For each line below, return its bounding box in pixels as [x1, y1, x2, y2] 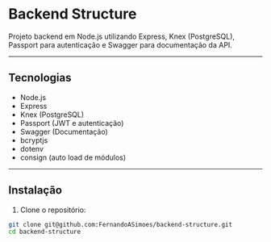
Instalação [8, 183, 63, 198]
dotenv [19, 144, 44, 153]
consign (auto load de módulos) [19, 152, 127, 162]
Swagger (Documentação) [19, 127, 109, 136]
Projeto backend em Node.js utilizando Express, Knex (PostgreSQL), [8, 31, 236, 41]
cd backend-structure [8, 227, 81, 236]
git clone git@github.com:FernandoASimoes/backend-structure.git [8, 220, 232, 228]
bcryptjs [19, 135, 48, 145]
